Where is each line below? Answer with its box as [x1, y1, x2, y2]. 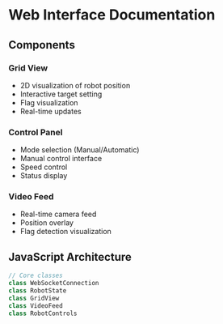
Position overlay [19, 218, 74, 228]
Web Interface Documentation [8, 6, 216, 24]
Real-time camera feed [19, 209, 97, 220]
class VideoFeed [8, 301, 63, 309]
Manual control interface [19, 154, 103, 164]
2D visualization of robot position [19, 80, 131, 90]
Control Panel [8, 126, 63, 138]
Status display [19, 171, 68, 181]
